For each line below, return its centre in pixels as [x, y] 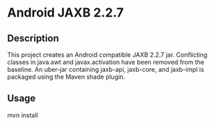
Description [33, 38]
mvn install [23, 115]
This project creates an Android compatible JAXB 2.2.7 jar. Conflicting [107, 55]
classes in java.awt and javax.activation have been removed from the [106, 62]
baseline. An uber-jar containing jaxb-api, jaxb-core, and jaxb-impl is [106, 69]
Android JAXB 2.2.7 [65, 13]
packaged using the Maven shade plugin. [66, 77]
